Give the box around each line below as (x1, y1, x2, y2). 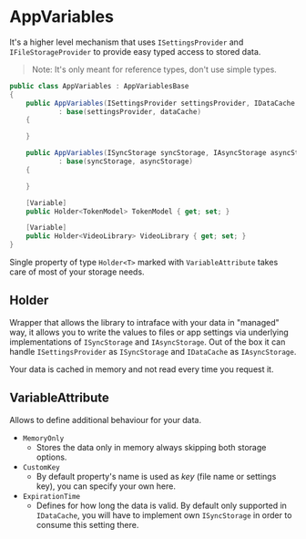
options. (36, 451, 67, 462)
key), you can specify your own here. (36, 481, 176, 492)
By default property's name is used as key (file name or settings (36, 471, 277, 482)
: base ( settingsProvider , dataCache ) (57, 107, 202, 116)
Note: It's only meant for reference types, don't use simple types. (31, 64, 278, 75)
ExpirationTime (22, 492, 81, 501)
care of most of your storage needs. (9, 266, 145, 277)
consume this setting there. (36, 519, 139, 530)
